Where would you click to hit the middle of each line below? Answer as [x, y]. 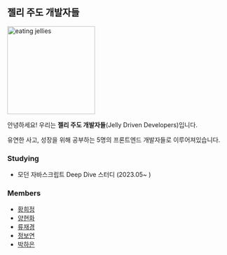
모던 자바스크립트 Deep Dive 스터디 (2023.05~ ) [84, 175]
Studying [23, 158]
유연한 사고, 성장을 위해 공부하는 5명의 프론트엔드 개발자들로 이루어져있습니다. [114, 140]
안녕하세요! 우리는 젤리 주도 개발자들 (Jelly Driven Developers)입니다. [103, 124]
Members [24, 193]
